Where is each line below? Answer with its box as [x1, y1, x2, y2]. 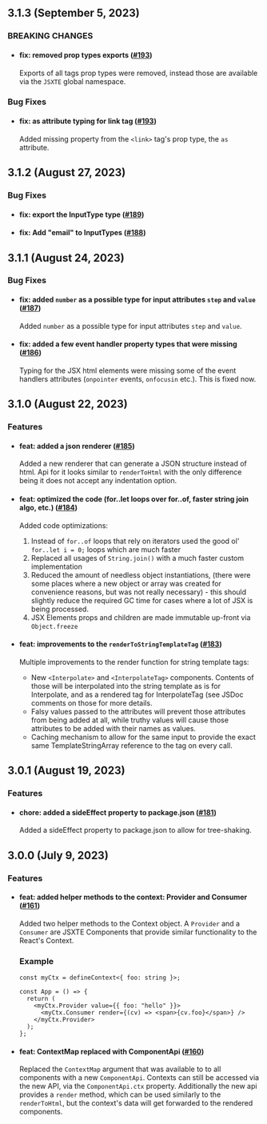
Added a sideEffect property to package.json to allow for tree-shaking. [18, 826, 253, 835]
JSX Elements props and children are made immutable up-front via [30, 612, 251, 622]
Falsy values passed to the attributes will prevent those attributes [30, 706, 246, 716]
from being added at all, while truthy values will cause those [30, 715, 229, 725]
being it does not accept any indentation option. [18, 476, 177, 486]
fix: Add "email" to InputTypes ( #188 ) [18, 228, 146, 238]
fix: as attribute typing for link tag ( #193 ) [18, 116, 157, 126]
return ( [26, 995, 56, 1003]
